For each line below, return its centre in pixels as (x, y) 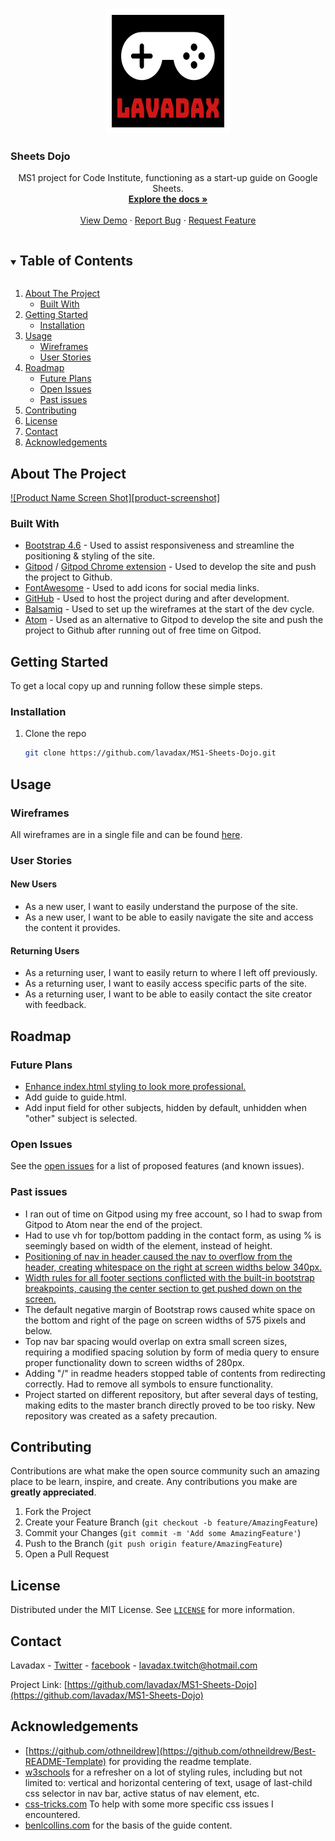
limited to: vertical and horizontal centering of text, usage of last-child (168, 1782)
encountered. (52, 1814)
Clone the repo (55, 734)
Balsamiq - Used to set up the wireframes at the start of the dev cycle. (169, 609)
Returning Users (45, 950)
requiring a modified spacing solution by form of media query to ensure (172, 1352)
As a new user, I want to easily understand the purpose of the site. (161, 907)
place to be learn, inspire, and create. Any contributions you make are (154, 1482)
